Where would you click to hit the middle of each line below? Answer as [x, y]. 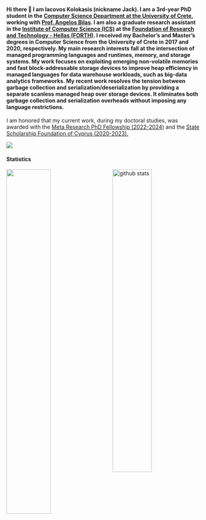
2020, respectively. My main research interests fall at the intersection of [101, 48]
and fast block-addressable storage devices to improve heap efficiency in [102, 67]
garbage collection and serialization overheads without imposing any [97, 100]
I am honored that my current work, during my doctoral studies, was [92, 121]
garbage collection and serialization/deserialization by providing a [93, 87]
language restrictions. [35, 107]
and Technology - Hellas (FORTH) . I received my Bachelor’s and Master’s [101, 35]
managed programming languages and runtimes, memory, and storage [98, 55]
